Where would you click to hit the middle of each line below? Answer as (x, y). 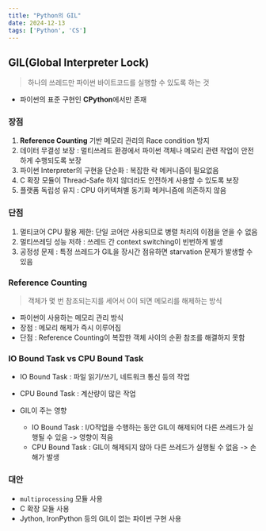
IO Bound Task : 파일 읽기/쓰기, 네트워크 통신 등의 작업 (104, 377)
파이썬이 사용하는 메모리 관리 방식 (72, 317)
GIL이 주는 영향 (43, 410)
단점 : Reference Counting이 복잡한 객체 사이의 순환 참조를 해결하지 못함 (132, 337)
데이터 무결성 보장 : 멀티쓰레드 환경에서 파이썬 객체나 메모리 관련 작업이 (129, 151)
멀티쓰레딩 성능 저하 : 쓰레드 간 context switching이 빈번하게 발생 (121, 241)
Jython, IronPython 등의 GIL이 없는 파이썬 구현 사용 (101, 518)
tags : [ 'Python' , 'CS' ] (47, 30)
